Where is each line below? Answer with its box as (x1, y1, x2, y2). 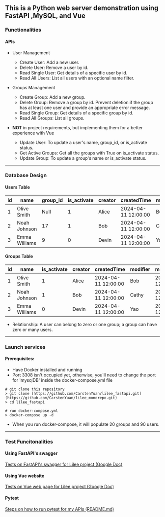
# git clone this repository (5, 387, 65, 392)
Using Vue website (5, 473, 45, 479)
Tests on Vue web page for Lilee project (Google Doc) (5, 483, 114, 490)
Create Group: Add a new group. (19, 94, 86, 100)
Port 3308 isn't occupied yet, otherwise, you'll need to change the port (12, 372, 156, 378)
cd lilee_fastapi (9, 400, 45, 405)
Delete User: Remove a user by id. (19, 64, 89, 71)
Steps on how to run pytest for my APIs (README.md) (5, 506, 114, 512)
